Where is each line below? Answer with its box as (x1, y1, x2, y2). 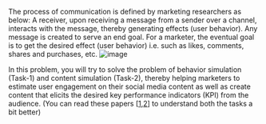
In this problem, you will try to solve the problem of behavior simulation (8, 65, 242, 74)
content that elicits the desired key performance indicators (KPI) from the (8, 90, 249, 99)
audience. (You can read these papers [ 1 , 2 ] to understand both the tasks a (8, 99, 253, 108)
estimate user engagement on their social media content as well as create (8, 82, 252, 91)
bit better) (8, 107, 42, 117)
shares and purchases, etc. (8, 50, 98, 58)
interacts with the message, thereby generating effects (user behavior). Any (8, 24, 258, 33)
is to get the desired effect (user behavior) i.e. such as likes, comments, (8, 41, 244, 50)
